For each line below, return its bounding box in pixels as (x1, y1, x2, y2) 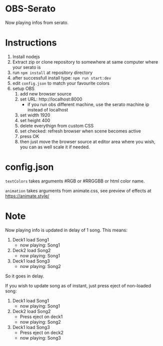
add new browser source (19, 90, 71, 96)
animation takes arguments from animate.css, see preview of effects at (5, 187, 151, 193)
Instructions (5, 37, 57, 48)
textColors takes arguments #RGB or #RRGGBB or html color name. (5, 178, 145, 184)
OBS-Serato (5, 3, 56, 14)
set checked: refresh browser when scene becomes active (19, 128, 141, 134)
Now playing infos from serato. (5, 19, 69, 25)
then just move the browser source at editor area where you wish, (19, 138, 155, 144)
